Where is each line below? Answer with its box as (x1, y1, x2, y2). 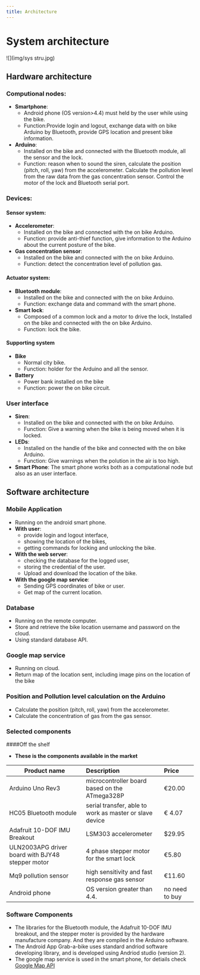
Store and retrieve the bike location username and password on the (14, 623, 180, 631)
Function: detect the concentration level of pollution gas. (23, 261, 162, 268)
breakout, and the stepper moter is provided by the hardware (14, 930, 165, 937)
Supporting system (6, 339, 55, 347)
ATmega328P (86, 791, 124, 800)
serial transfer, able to (86, 801, 147, 809)
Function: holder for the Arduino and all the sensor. (23, 365, 149, 372)
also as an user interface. (14, 470, 77, 477)
